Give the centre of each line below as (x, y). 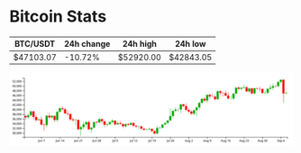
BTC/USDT (35, 44)
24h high (140, 44)
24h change (87, 44)
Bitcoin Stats (58, 17)
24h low (190, 44)
